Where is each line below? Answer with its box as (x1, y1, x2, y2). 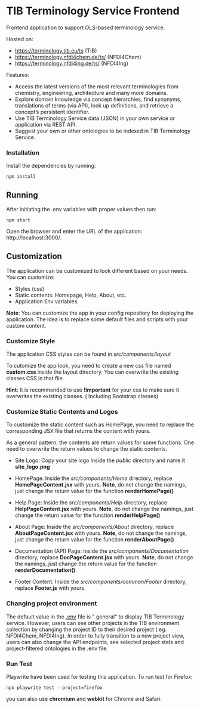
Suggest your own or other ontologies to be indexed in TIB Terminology (14, 127, 191, 134)
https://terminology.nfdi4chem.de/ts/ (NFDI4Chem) (14, 53, 141, 60)
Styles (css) (14, 285, 45, 292)
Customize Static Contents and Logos (6, 408, 118, 416)
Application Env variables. (14, 297, 79, 305)
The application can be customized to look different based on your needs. (6, 267, 188, 274)
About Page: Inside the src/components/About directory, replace (14, 524, 174, 531)
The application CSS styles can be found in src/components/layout (6, 350, 171, 358)
